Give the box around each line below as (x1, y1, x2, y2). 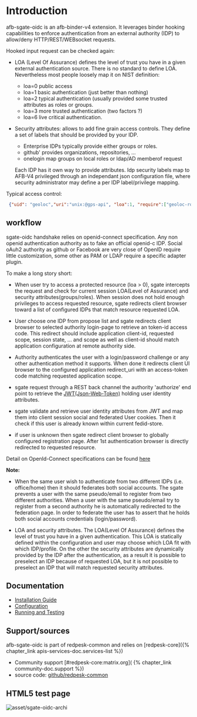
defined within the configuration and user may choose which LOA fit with (14, 539, 191, 546)
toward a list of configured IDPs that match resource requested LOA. (14, 306, 180, 313)
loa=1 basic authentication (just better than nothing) (23, 89, 148, 96)
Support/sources (6, 626, 70, 636)
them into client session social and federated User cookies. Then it (14, 413, 176, 420)
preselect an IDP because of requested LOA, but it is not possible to (14, 558, 179, 565)
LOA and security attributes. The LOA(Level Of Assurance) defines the (14, 526, 185, 533)
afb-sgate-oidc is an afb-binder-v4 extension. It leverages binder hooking (6, 23, 185, 30)
